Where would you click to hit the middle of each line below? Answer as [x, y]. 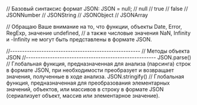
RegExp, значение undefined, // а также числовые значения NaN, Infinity [99, 33]
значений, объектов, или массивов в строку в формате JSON [85, 89]
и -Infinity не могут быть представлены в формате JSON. [79, 39]
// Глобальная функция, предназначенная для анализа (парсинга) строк [99, 64]
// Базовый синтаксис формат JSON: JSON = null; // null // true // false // [97, 9]
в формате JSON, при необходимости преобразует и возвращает [90, 70]
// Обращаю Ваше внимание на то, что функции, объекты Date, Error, [94, 27]
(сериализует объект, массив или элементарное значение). [83, 96]
